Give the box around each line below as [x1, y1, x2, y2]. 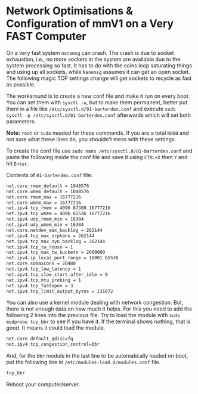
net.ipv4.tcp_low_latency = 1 [6, 266, 82, 272]
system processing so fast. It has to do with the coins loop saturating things [6, 61, 192, 69]
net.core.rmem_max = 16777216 [6, 194, 82, 200]
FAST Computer [6, 30, 86, 43]
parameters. [6, 117, 36, 125]
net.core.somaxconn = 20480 [6, 260, 76, 266]
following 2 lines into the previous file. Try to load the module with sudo [6, 312, 180, 319]
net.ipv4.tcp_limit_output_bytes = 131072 [6, 288, 113, 294]
